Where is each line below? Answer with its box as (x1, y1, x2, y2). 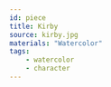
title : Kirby (9, 22, 59, 31)
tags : (9, 47, 30, 56)
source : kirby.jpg (9, 30, 79, 39)
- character (25, 64, 70, 73)
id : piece (9, 13, 47, 23)
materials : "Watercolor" (9, 38, 103, 48)
